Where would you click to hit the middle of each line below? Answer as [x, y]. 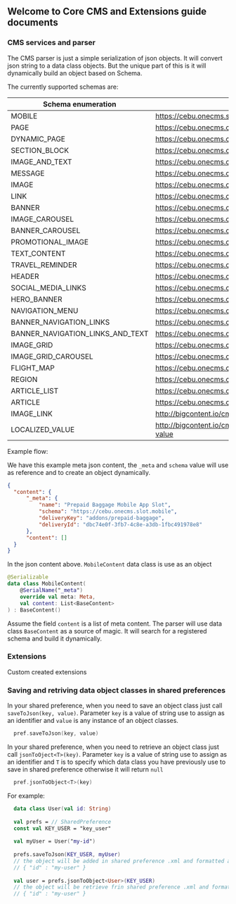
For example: [26, 795]
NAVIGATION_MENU [45, 311]
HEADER [25, 276]
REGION [24, 379]
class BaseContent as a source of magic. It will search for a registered [107, 631]
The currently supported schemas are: [63, 87]
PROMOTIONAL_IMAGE [50, 242]
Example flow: [28, 451]
